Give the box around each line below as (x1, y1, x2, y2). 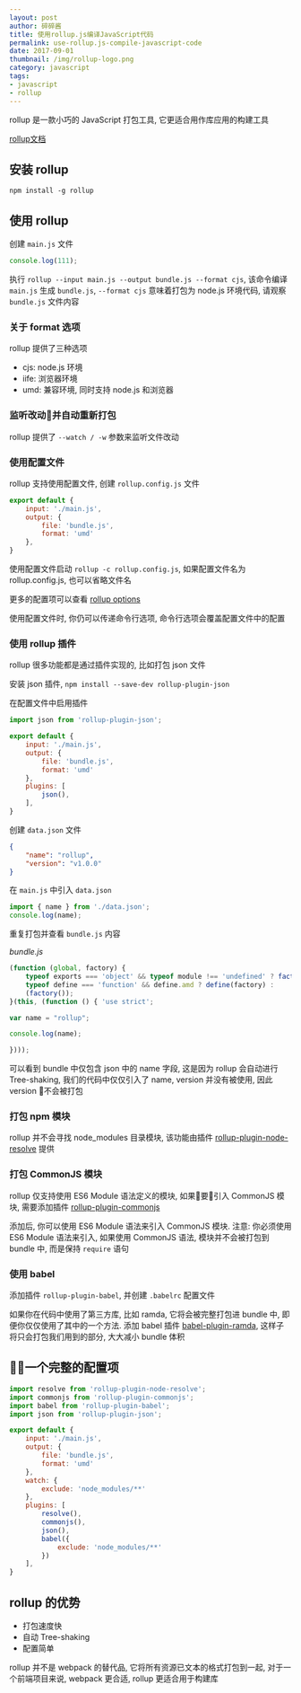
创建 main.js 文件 (9, 239, 73, 250)
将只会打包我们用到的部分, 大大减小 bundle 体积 (9, 1331, 185, 1343)
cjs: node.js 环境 (21, 362, 83, 373)
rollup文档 (9, 133, 47, 144)
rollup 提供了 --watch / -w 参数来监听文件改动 (9, 431, 179, 442)
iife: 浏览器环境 (21, 374, 78, 384)
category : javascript (9, 64, 90, 73)
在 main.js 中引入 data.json (9, 885, 112, 895)
